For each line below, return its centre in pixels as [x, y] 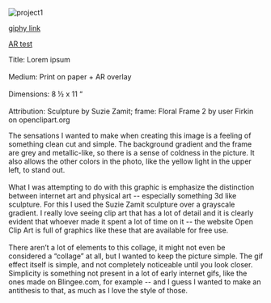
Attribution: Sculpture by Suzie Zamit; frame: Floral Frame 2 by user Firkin [131, 111]
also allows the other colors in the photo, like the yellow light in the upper [130, 161]
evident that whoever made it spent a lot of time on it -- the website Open [131, 222]
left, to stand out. [37, 170]
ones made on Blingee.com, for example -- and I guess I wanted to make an [135, 282]
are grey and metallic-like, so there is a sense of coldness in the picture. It [131, 153]
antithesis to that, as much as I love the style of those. [98, 290]
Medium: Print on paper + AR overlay [70, 77]
